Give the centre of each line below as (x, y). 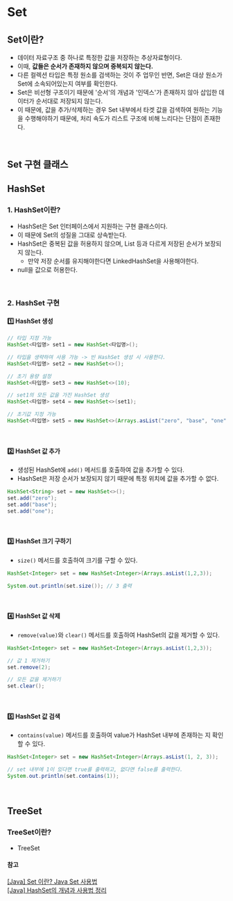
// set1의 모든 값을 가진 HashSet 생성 (58, 395)
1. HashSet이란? (34, 209)
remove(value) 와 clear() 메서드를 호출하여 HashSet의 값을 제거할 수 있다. (119, 635)
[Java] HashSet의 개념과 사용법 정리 (57, 890)
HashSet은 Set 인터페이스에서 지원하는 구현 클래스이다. (92, 226)
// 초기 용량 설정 (29, 376)
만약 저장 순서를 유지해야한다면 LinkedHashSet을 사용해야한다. (113, 261)
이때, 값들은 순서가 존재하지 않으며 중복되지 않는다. (85, 66)
